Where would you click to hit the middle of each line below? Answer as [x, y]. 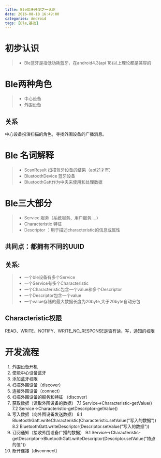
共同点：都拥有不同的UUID [45, 247]
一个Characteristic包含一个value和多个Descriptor [73, 290]
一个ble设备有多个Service [50, 278]
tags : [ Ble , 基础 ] [22, 23]
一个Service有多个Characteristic [56, 283]
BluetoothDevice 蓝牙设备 [50, 176]
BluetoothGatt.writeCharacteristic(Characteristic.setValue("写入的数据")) [84, 420]
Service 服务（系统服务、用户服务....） [62, 218]
